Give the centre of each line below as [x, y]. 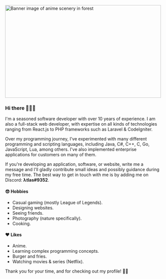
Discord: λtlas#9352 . [27, 180]
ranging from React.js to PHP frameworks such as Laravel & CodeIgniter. [79, 129]
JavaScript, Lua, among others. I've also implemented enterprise [71, 149]
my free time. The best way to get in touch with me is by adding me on [77, 175]
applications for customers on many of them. [51, 155]
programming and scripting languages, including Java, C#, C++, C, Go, [77, 144]
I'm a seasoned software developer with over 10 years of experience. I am [80, 119]
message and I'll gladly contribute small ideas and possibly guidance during [82, 170]
